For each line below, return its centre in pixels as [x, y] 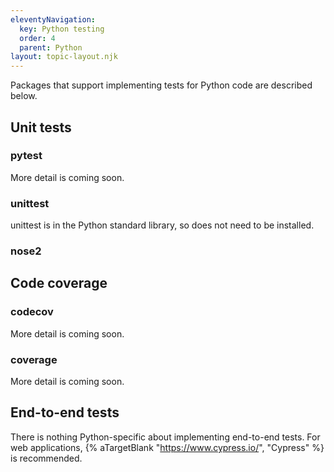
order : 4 [37, 38]
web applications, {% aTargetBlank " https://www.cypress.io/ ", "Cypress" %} [167, 447]
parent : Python [51, 47]
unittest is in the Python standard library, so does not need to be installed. [162, 225]
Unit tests [41, 127]
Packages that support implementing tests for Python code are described [161, 85]
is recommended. [46, 458]
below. [24, 96]
